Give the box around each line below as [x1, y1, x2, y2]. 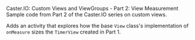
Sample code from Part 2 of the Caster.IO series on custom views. [6, 11, 167, 18]
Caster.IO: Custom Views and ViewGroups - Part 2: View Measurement [6, 5, 178, 12]
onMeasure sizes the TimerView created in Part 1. [6, 28, 121, 35]
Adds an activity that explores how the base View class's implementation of [6, 23, 189, 29]
